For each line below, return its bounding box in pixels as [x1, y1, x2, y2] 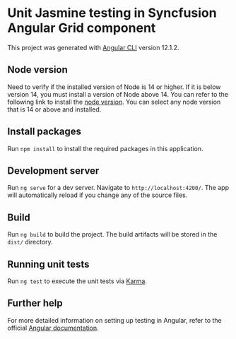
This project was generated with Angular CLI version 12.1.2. [7, 43, 179, 52]
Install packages [7, 126, 81, 138]
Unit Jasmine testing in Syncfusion [7, 5, 217, 21]
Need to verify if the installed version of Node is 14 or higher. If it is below [7, 83, 221, 91]
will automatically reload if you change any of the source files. [7, 191, 188, 199]
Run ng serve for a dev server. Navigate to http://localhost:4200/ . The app [7, 184, 230, 192]
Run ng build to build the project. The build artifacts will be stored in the [7, 230, 218, 239]
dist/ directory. [7, 238, 53, 246]
